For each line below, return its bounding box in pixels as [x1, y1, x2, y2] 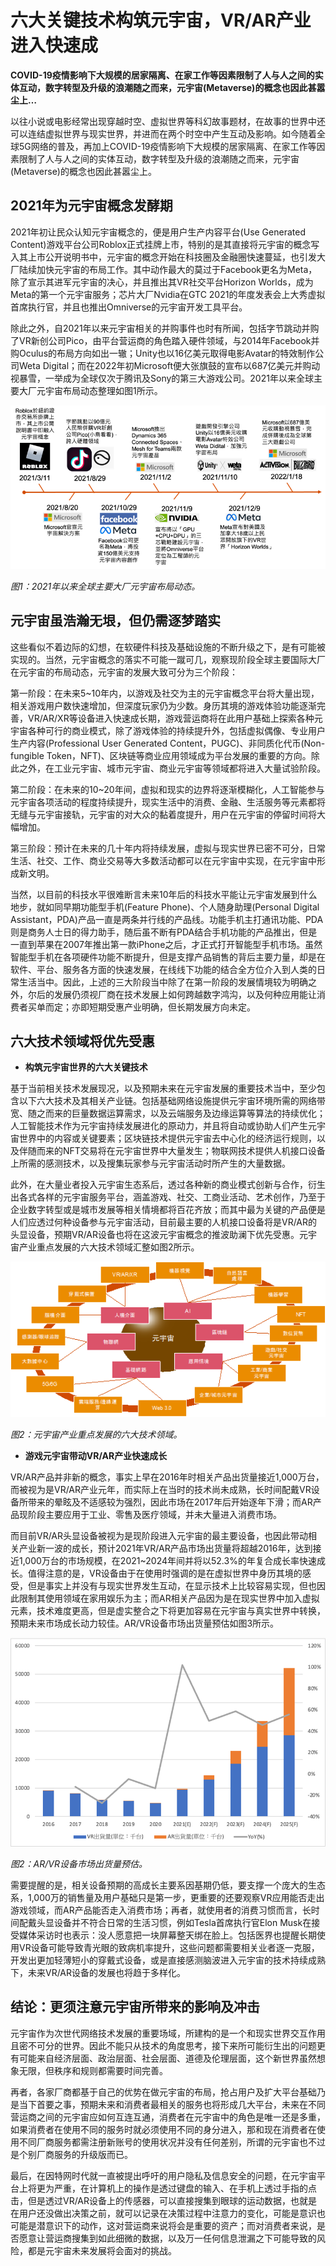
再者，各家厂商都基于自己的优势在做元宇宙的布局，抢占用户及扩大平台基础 [10, 2086, 317, 2098]
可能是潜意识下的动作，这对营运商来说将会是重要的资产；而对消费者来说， [10, 2219, 317, 2231]
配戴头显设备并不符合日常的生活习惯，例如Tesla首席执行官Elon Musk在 [18, 1916, 312, 1928]
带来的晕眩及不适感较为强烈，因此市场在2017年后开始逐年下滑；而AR [27, 1496, 313, 1508]
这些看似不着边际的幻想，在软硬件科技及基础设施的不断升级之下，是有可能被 [10, 641, 326, 653]
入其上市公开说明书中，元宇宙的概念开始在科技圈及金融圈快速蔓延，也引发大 [10, 251, 326, 263]
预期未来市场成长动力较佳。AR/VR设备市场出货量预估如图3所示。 [10, 1617, 280, 1629]
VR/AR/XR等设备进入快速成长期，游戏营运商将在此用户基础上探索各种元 [27, 712, 323, 724]
